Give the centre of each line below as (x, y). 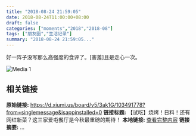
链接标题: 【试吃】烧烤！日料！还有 (147, 112)
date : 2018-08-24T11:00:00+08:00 (48, 17)
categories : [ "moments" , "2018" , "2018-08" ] (60, 28)
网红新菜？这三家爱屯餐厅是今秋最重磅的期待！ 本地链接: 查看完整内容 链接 (98, 119)
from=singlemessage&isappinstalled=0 (54, 112)
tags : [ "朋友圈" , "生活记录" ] (39, 34)
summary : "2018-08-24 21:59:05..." (50, 39)
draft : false (22, 23)
